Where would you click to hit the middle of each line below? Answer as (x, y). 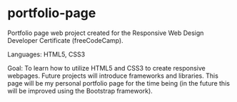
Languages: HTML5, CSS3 (46, 54)
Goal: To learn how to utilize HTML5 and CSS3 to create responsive (106, 68)
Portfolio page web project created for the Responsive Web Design (106, 33)
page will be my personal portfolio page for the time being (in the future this (119, 83)
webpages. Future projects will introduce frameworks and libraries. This (113, 76)
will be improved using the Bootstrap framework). (80, 91)
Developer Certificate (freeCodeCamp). (65, 40)
